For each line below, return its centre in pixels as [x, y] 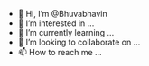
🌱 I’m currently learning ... [66, 33]
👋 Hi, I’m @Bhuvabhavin [62, 14]
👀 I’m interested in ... [56, 23]
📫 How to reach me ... [60, 52]
